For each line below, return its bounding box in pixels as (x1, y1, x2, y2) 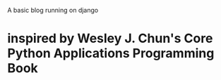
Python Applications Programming (7, 46, 215, 62)
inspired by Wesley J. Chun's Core (7, 31, 213, 46)
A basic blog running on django (7, 6, 99, 14)
